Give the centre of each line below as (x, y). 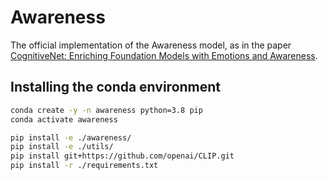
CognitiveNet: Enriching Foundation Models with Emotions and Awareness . (164, 55)
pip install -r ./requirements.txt (84, 166)
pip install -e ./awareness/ (71, 137)
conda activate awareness (64, 119)
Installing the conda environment (116, 87)
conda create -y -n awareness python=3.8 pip (106, 110)
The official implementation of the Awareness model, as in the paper (151, 45)
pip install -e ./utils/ (62, 147)
